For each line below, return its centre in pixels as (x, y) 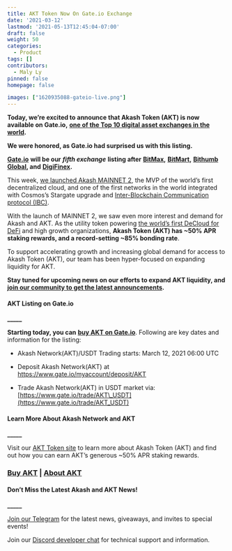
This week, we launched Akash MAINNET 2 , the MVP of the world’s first (110, 180)
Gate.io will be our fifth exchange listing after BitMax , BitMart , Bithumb (113, 159)
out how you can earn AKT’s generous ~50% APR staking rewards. (103, 455)
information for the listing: (44, 340)
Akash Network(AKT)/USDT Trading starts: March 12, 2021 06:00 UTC (118, 354)
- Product (28, 53)
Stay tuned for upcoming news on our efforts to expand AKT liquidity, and (116, 280)
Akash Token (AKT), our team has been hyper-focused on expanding (106, 259)
